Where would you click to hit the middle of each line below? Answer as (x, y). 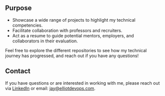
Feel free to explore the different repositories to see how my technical (76, 50)
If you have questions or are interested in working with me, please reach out (82, 83)
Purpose (19, 8)
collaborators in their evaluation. (45, 41)
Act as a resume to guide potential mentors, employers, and (73, 35)
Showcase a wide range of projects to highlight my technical (74, 20)
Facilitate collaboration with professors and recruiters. (67, 30)
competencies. (27, 25)
